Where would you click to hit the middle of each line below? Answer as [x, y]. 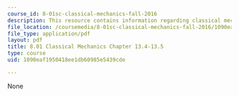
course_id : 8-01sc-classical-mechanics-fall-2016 [83, 14]
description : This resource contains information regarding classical [114, 20]
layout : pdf [25, 40]
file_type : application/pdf [49, 34]
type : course [27, 54]
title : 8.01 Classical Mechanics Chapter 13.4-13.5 [85, 47]
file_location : [30, 27]
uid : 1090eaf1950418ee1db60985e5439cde [67, 60]
